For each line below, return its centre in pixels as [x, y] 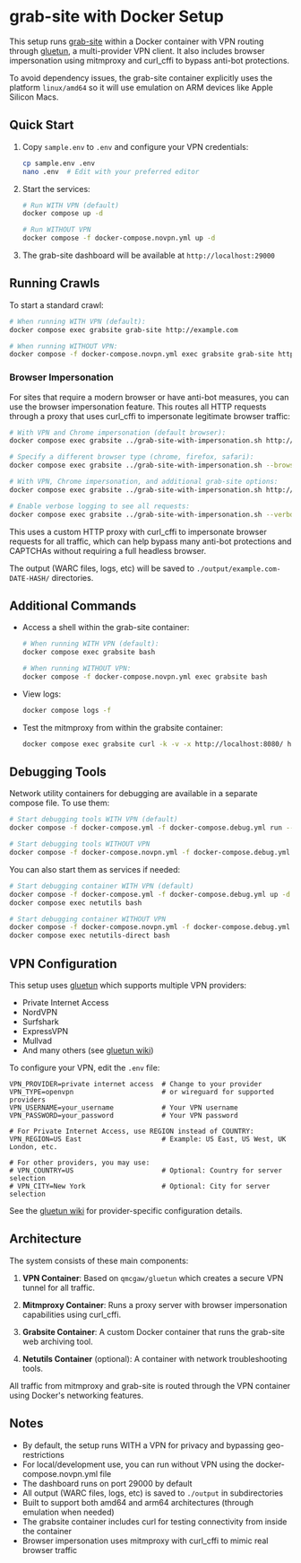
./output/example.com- [239, 569]
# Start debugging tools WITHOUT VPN [80, 844]
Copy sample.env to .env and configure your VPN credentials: [135, 146]
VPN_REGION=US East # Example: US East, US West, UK [148, 1139]
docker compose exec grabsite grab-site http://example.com [124, 329]
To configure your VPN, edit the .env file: [85, 1068]
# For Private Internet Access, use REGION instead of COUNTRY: [132, 1132]
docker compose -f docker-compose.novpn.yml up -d [119, 238]
